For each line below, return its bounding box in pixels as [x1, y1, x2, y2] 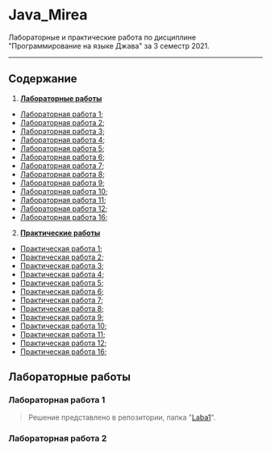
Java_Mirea [8, 6, 88, 24]
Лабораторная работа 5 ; [19, 143, 105, 153]
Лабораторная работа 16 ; [19, 212, 108, 222]
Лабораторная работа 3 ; [19, 126, 105, 136]
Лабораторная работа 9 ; [19, 178, 105, 188]
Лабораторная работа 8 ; [19, 169, 105, 179]
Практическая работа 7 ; [19, 295, 104, 305]
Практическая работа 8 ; [19, 303, 105, 313]
